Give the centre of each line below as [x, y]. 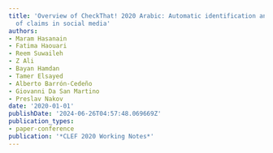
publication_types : [41, 121]
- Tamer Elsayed [36, 76]
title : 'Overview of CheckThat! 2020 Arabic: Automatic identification [132, 16]
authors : [23, 31]
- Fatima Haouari [38, 46]
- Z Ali [22, 62]
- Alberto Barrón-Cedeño [50, 83]
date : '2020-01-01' [41, 106]
